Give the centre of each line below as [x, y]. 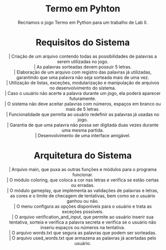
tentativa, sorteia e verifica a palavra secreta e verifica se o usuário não [83, 222]
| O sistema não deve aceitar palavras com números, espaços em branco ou [83, 104]
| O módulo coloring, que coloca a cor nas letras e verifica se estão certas [83, 180]
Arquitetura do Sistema [83, 156]
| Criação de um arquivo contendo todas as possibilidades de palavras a [83, 56]
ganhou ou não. [83, 201]
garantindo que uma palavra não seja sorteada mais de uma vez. [83, 77]
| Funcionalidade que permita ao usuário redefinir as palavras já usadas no [83, 114]
